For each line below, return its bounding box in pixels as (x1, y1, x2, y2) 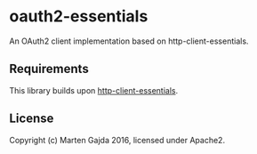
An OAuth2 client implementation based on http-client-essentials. (9, 36, 249, 46)
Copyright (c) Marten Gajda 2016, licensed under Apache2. (9, 134, 225, 145)
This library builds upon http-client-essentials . (9, 85, 179, 95)
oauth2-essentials (9, 6, 149, 27)
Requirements (9, 61, 89, 77)
